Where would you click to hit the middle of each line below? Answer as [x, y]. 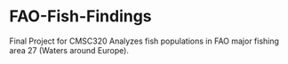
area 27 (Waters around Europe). [69, 50]
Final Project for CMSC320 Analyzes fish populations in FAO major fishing [144, 41]
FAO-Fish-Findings [81, 16]
